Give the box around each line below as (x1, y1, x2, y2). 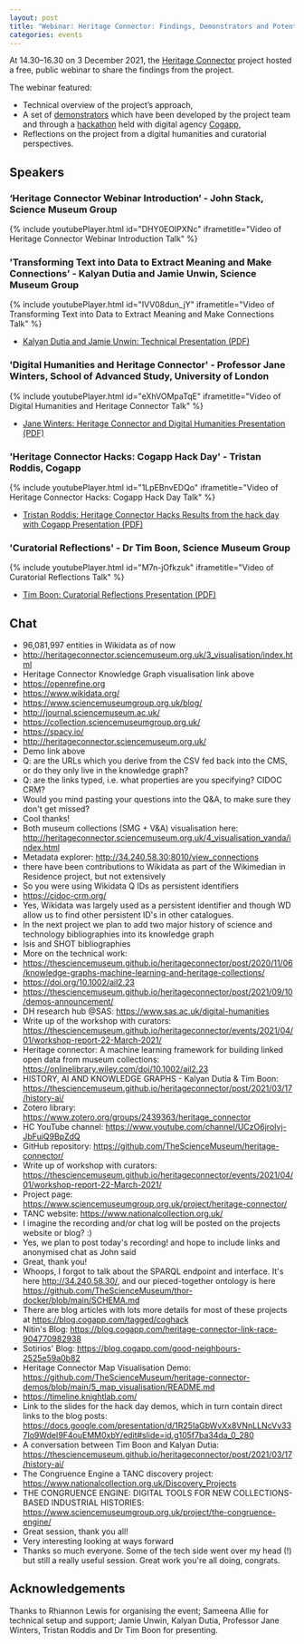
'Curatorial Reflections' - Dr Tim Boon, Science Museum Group (9, 541, 291, 554)
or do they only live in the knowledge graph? (22, 765, 188, 776)
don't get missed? (22, 803, 90, 814)
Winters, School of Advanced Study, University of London (9, 370, 270, 383)
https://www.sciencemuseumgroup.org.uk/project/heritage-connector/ (22, 1199, 288, 1210)
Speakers (9, 164, 65, 180)
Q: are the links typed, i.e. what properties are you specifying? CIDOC (22, 774, 282, 785)
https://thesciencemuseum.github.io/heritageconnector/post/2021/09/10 (22, 987, 293, 997)
